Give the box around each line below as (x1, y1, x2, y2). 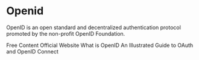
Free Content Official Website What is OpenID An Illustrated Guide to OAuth (6, 42, 194, 49)
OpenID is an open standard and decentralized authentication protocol (6, 24, 181, 31)
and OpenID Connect (6, 48, 59, 55)
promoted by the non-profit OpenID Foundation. (6, 30, 125, 37)
